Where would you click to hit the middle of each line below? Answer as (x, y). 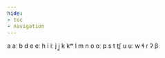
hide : (15, 13)
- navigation (26, 26)
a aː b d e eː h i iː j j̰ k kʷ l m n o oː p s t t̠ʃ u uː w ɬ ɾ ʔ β (83, 46)
